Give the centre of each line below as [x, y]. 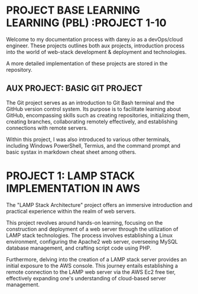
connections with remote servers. [47, 127]
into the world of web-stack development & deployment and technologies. [96, 52]
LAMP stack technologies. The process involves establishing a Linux [90, 235]
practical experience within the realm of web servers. [71, 211]
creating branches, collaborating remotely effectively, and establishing [92, 122]
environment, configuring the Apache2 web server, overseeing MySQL [92, 241]
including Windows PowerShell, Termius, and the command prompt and [93, 145]
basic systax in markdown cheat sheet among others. [71, 152]
